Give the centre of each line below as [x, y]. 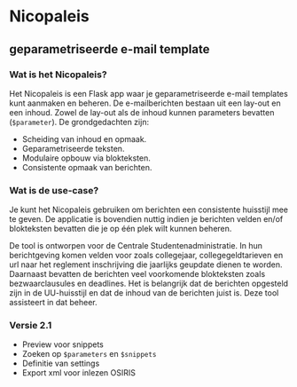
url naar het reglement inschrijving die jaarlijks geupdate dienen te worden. [146, 265]
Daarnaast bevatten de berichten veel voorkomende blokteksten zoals [137, 274]
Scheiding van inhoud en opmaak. [84, 138]
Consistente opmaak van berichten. [87, 167]
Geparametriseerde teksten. [73, 148]
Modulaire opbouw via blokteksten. [86, 158]
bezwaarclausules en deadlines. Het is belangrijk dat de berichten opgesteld [149, 284]
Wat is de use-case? [54, 190]
